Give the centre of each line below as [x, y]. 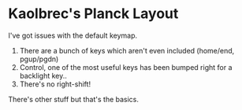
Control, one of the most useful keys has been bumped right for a [126, 67]
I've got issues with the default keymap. [73, 35]
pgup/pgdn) [39, 59]
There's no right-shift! [55, 84]
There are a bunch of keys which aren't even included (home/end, [127, 50]
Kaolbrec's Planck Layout [93, 14]
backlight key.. [43, 75]
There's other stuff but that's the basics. [74, 99]
